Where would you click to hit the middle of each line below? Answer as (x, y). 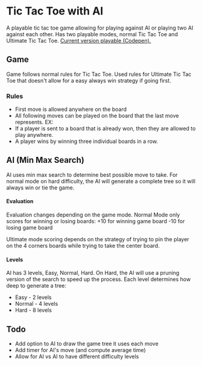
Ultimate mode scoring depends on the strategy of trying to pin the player (98, 239)
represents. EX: (34, 122)
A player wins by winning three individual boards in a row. (87, 141)
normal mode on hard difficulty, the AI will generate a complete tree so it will (101, 181)
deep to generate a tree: (36, 286)
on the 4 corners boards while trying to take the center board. (83, 246)
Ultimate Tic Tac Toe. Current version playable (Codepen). (79, 40)
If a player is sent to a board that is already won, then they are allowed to (105, 128)
